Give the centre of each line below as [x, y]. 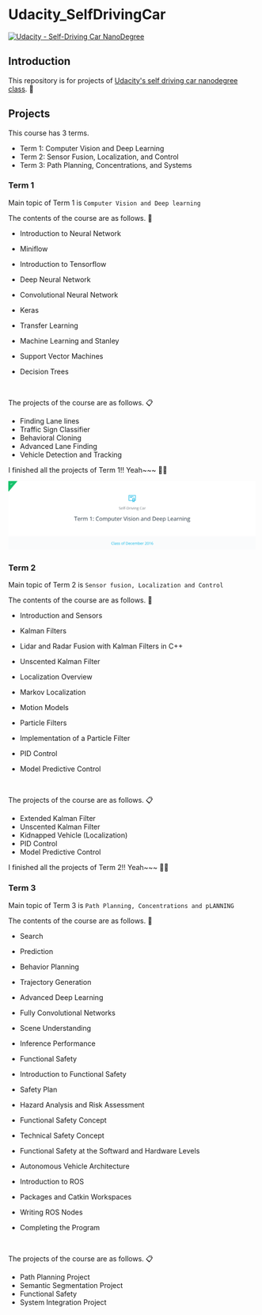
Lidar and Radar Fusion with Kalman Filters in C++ [101, 646]
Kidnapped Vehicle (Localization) [74, 835]
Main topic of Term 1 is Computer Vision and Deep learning [104, 203]
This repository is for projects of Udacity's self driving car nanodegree [123, 80]
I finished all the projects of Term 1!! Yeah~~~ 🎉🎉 [88, 469]
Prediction [36, 951]
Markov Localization [53, 692]
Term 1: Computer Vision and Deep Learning [92, 148]
